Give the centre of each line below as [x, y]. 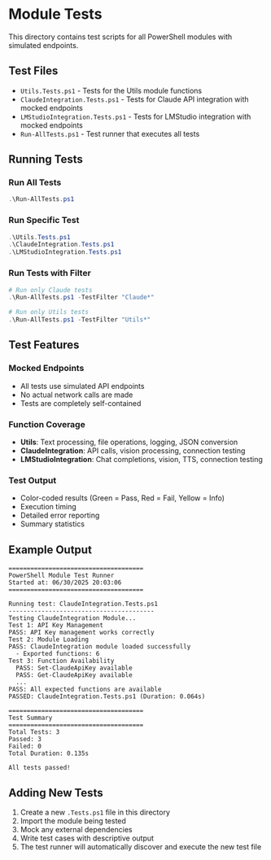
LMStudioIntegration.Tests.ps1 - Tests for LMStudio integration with [135, 116]
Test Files [33, 71]
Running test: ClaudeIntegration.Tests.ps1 [83, 604]
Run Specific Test [44, 220]
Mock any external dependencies [76, 829]
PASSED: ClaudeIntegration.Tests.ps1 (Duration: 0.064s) [107, 696]
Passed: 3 [25, 740]
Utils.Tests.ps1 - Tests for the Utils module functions [111, 90]
